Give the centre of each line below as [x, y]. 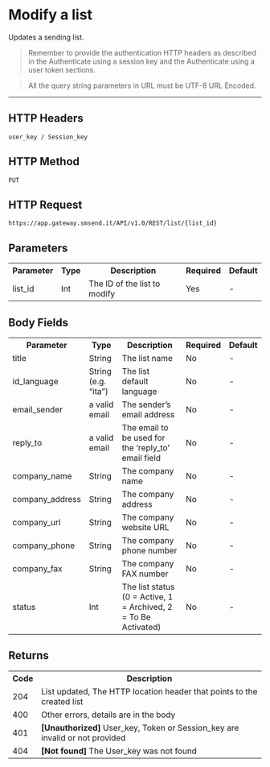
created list [62, 701]
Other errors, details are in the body [108, 715]
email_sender [37, 410]
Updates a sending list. [46, 37]
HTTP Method [44, 162]
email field [141, 458]
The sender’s [146, 404]
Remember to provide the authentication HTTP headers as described [142, 52]
